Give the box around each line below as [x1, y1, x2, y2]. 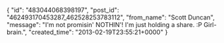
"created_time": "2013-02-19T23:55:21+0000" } [28, 28, 168, 36]
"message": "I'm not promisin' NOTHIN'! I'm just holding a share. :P [6, 21, 203, 28]
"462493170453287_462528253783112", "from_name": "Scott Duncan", [6, 13, 215, 21]
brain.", [6, 28, 28, 36]
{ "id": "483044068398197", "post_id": [6, 6, 119, 14]
